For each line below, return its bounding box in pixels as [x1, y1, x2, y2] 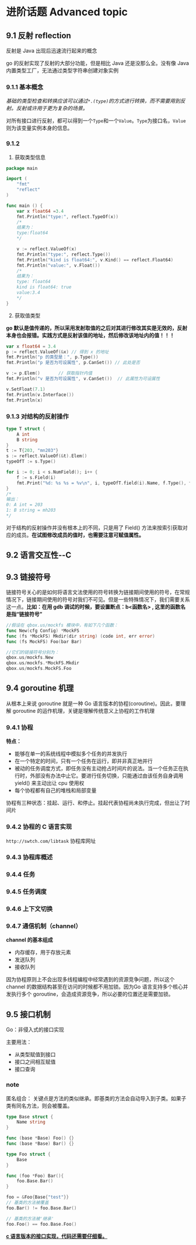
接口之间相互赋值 [14, 1059, 56, 1066]
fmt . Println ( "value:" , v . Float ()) [16, 262, 100, 268]
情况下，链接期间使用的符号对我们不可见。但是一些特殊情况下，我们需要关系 [6, 596, 190, 603]
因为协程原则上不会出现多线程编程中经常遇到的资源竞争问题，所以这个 [6, 976, 175, 983]
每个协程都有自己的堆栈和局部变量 [14, 787, 97, 794]
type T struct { [6, 426, 45, 431]
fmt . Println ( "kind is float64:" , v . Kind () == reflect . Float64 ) [16, 257, 174, 263]
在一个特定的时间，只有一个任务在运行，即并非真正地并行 [14, 757, 153, 765]
